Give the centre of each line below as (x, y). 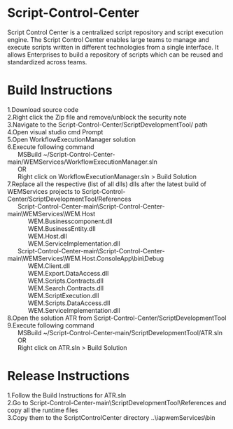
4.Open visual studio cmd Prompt (55, 132)
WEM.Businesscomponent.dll (70, 221)
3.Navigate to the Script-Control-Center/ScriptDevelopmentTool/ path (107, 125)
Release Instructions (69, 376)
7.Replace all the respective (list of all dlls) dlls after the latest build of (107, 184)
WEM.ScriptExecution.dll (63, 295)
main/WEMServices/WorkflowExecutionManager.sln (82, 162)
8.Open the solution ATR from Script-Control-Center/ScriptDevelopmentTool (117, 318)
